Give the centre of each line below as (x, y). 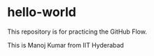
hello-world (42, 12)
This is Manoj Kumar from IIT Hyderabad (66, 45)
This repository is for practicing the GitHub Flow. (77, 31)
